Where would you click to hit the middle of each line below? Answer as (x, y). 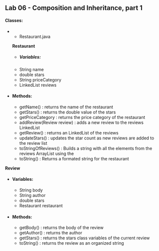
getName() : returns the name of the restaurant (66, 107)
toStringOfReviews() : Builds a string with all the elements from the (86, 148)
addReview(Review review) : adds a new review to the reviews (81, 122)
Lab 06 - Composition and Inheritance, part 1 (74, 8)
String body (31, 190)
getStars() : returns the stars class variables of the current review (85, 238)
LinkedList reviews (38, 85)
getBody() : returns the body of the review (61, 228)
